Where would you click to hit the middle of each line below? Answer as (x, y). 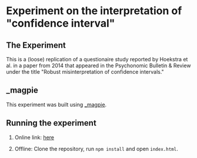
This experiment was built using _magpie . (56, 104)
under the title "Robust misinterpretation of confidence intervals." (85, 72)
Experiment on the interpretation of (94, 11)
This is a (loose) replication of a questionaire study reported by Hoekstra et (97, 59)
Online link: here (34, 137)
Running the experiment (51, 123)
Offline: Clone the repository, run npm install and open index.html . (96, 149)
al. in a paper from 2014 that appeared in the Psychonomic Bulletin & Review (98, 65)
